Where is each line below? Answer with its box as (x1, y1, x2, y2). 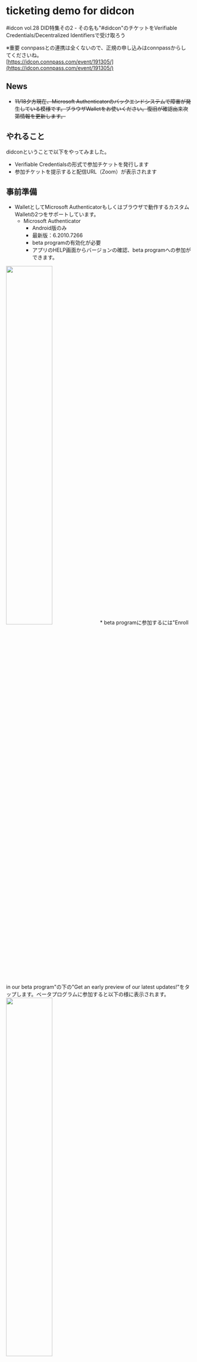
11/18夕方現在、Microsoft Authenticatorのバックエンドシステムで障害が (14, 98, 186, 105)
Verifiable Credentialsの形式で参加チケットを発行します (14, 161, 150, 168)
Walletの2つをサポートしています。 (14, 211, 99, 218)
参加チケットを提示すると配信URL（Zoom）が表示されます (14, 168, 157, 175)
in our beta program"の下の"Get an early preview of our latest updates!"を (6, 984, 185, 991)
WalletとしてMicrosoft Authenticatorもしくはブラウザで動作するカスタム (14, 204, 189, 211)
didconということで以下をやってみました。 (6, 148, 110, 155)
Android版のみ (32, 225, 67, 232)
